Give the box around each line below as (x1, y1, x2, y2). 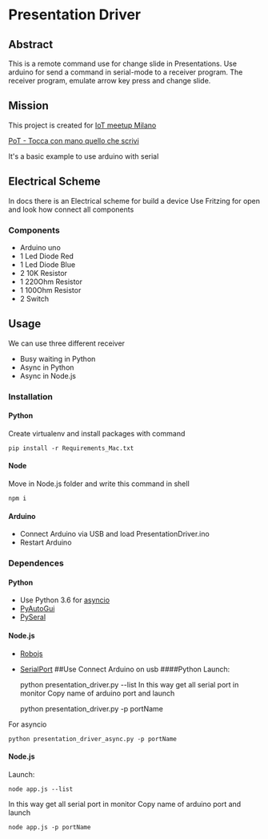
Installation (8, 391, 54, 402)
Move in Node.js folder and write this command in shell (8, 479, 190, 488)
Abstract (8, 38, 54, 51)
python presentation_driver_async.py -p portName (8, 735, 178, 743)
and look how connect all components (8, 205, 134, 214)
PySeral (19, 612, 46, 622)
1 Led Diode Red (19, 251, 74, 261)
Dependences (8, 557, 64, 569)
